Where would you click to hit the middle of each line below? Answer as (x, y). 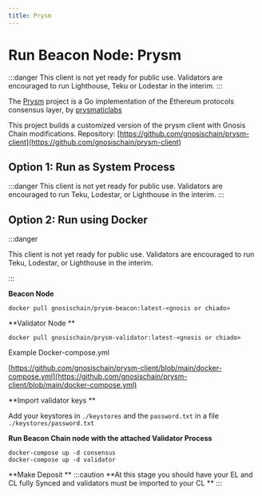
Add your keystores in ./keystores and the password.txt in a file (114, 416)
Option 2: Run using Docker (78, 220)
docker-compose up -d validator (62, 460)
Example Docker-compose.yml (59, 352)
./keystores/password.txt (51, 423)
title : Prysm (30, 16)
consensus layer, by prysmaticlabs (65, 109)
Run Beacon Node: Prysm (95, 55)
